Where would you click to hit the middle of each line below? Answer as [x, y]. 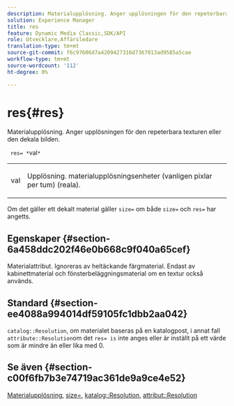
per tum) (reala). [54, 185]
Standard [28, 303]
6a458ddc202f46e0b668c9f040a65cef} [99, 249]
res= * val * [25, 153]
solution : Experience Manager [51, 20]
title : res [23, 27]
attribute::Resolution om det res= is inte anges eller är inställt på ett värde [117, 338]
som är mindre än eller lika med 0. [56, 345]
